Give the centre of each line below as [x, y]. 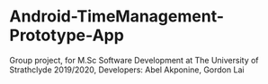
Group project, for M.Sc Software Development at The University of [134, 60]
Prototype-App [67, 35]
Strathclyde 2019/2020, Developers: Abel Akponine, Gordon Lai [127, 70]
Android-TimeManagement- [117, 17]
